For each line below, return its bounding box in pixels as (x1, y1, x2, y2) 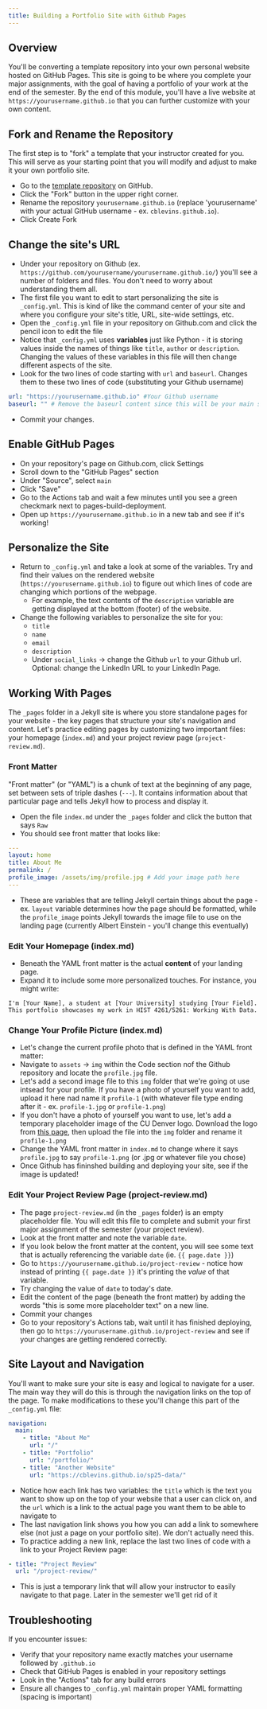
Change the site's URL (8, 238, 121, 251)
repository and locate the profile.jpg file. (19, 1068, 157, 1078)
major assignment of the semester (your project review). (19, 1224, 205, 1234)
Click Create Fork (19, 215, 77, 224)
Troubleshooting (8, 1613, 93, 1627)
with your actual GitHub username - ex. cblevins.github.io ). (19, 206, 220, 216)
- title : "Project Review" (8, 1560, 98, 1568)
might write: (19, 984, 60, 994)
